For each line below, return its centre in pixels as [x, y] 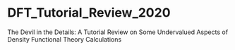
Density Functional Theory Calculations [65, 39]
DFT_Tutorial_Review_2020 [89, 13]
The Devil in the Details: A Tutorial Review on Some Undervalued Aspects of [117, 32]
